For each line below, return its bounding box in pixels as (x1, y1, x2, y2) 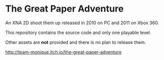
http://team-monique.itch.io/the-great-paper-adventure (5, 49, 122, 55)
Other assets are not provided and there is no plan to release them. (5, 39, 146, 45)
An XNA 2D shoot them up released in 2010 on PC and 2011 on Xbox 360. (5, 20, 159, 26)
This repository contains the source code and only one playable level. (5, 29, 151, 35)
